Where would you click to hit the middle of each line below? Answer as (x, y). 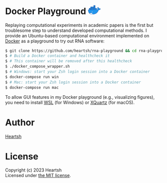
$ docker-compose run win (32, 77)
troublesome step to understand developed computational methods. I (76, 30)
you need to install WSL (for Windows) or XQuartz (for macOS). (70, 102)
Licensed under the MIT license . (38, 176)
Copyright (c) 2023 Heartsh (34, 170)
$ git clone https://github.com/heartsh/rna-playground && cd (71, 51)
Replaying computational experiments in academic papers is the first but (79, 25)
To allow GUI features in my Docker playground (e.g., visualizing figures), (80, 97)
